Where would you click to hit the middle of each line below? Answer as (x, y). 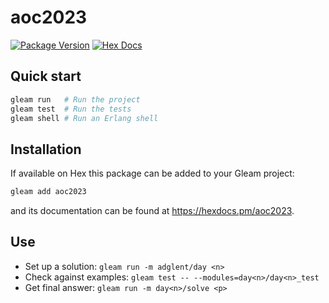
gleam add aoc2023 (48, 192)
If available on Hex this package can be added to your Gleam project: (152, 173)
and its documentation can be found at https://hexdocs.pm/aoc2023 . (152, 211)
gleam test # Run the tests (71, 109)
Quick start (46, 76)
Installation (46, 149)
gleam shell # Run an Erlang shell (84, 118)
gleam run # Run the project (75, 99)
